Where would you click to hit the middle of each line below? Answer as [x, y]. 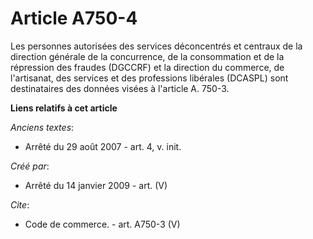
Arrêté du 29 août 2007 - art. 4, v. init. [103, 146]
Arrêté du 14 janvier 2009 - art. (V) [96, 185]
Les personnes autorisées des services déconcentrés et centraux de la [156, 46]
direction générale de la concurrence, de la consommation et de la [147, 56]
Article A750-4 [74, 18]
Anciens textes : [42, 127]
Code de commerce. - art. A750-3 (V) [102, 224]
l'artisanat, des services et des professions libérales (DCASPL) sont [149, 78]
